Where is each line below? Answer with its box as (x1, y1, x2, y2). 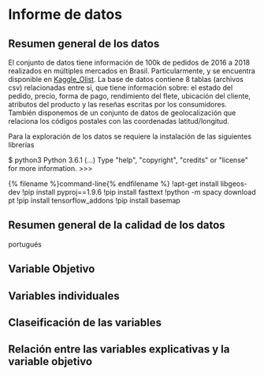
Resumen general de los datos (8, 37, 160, 50)
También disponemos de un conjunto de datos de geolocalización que (8, 108, 236, 117)
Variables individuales (8, 289, 120, 303)
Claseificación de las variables (8, 315, 162, 329)
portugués (8, 239, 42, 249)
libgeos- (220, 179, 248, 188)
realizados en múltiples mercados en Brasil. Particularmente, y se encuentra (8, 66, 256, 76)
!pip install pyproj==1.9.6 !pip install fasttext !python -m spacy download (22, 188, 256, 196)
